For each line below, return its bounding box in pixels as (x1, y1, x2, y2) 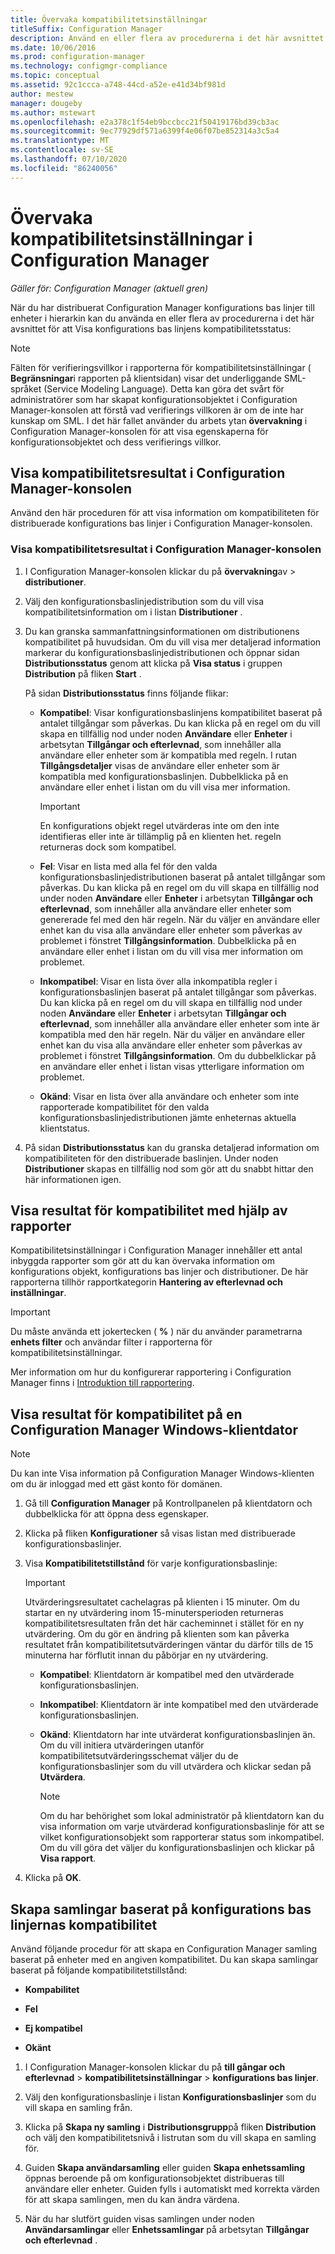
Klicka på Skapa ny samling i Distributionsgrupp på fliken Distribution (24, 2121, 317, 2133)
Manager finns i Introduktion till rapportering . (10, 1377, 195, 1389)
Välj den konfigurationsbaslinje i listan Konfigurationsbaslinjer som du (24, 2091, 317, 2103)
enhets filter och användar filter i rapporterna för (10, 1336, 213, 1348)
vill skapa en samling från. (24, 2102, 133, 2114)
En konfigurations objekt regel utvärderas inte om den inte (39, 819, 280, 831)
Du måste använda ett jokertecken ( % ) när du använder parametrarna (10, 1326, 303, 1338)
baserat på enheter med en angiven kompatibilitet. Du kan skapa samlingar (10, 1954, 319, 1966)
